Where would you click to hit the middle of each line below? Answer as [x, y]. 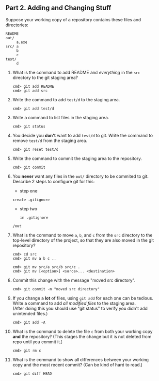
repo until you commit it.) [37, 342]
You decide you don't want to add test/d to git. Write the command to [83, 135]
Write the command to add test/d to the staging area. [66, 99]
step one [29, 190]
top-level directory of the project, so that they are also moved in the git [83, 240]
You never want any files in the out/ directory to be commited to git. [80, 176]
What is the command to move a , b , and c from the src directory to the [82, 235]
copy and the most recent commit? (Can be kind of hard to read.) [77, 365]
